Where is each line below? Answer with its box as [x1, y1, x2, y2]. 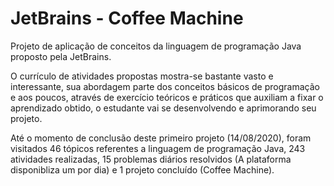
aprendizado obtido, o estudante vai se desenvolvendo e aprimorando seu [10, 102, 317, 114]
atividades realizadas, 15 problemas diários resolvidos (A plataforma [10, 153, 292, 165]
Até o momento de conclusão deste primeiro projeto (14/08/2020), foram [10, 132, 312, 144]
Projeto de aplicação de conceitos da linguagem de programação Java [10, 40, 302, 52]
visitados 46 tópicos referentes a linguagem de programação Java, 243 [10, 142, 306, 154]
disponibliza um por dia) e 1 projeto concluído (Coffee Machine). [10, 163, 275, 176]
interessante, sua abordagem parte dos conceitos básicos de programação [10, 80, 320, 92]
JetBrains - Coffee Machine [10, 7, 244, 30]
